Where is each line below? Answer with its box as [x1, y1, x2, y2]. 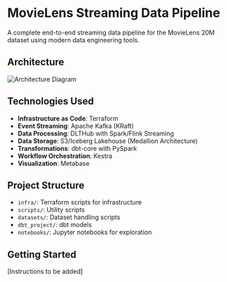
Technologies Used [7, 95, 94, 107]
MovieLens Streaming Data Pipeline [7, 5, 221, 21]
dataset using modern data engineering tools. [7, 35, 140, 44]
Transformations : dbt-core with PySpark [17, 144, 137, 152]
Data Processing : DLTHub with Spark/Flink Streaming [17, 129, 174, 137]
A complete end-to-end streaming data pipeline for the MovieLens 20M [7, 28, 215, 37]
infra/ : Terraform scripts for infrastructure [17, 198, 142, 207]
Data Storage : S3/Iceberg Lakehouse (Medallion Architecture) [17, 136, 198, 145]
